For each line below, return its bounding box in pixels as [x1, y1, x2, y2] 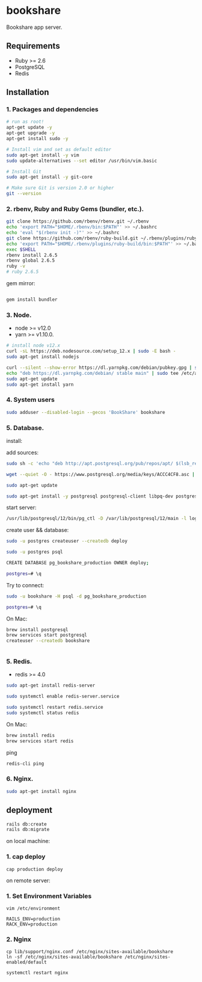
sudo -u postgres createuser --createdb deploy [6, 538, 128, 545]
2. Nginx [6, 935, 32, 943]
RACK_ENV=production [6, 921, 58, 927]
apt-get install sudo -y [6, 136, 69, 142]
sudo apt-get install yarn [6, 381, 74, 388]
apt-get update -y [6, 125, 52, 131]
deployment [6, 805, 53, 815]
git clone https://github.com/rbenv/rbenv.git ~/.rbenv [6, 218, 149, 224]
